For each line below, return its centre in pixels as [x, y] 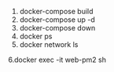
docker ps [36, 36]
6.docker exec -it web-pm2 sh [57, 59]
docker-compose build [56, 11]
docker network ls [49, 45]
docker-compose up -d [57, 20]
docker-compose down [57, 28]
